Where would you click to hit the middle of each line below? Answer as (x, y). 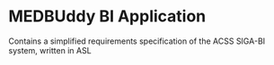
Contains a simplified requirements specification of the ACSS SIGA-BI (137, 41)
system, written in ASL (50, 50)
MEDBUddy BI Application (107, 16)
